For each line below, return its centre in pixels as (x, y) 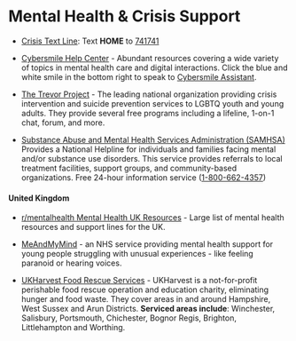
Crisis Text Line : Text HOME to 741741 (90, 41)
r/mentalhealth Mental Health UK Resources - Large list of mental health (152, 218)
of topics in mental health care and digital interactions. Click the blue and (154, 67)
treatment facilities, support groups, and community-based (129, 168)
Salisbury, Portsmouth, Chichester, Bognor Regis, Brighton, (129, 318)
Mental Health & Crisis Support (125, 16)
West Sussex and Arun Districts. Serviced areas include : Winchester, (148, 309)
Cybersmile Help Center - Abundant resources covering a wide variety (150, 58)
